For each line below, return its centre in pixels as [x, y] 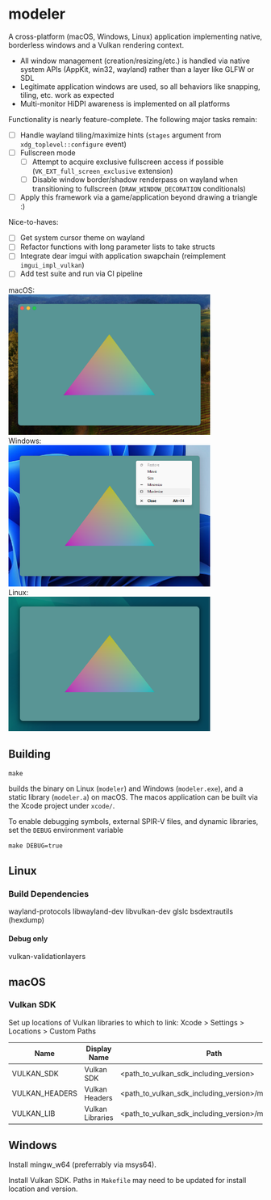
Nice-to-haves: [33, 222]
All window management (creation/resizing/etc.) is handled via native [135, 61]
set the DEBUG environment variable [66, 830]
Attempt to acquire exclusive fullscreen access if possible [128, 162]
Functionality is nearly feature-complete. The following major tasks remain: [133, 119]
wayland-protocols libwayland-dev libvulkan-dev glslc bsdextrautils [121, 911]
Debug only [28, 938]
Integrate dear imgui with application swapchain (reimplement [123, 256]
